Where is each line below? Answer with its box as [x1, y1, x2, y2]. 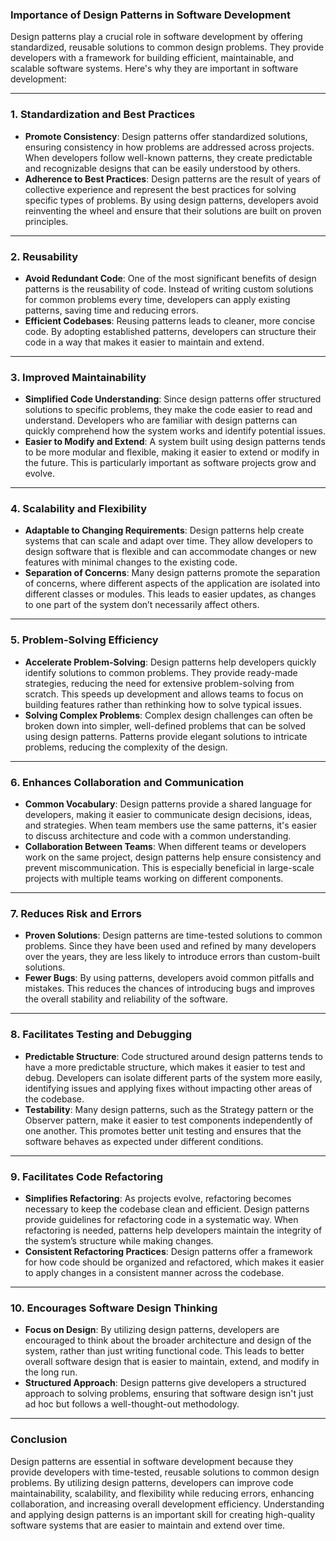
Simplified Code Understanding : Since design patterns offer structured [24, 393, 322, 405]
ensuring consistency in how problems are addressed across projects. [24, 141, 315, 153]
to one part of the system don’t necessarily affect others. [24, 599, 260, 611]
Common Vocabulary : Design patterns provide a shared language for [24, 798, 313, 810]
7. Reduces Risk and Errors [10, 907, 142, 920]
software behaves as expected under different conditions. [24, 1135, 264, 1147]
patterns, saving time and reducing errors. [24, 304, 199, 316]
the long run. [24, 1366, 78, 1378]
